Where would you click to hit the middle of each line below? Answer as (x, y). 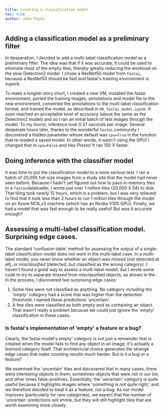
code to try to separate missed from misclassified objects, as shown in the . (81, 275)
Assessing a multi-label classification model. (75, 229)
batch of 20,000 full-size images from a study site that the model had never (81, 177)
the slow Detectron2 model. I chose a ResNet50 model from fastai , (73, 73)
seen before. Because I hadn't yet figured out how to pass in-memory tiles (80, 183)
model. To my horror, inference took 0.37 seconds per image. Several (75, 125)
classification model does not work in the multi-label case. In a (79, 254)
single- (151, 249)
